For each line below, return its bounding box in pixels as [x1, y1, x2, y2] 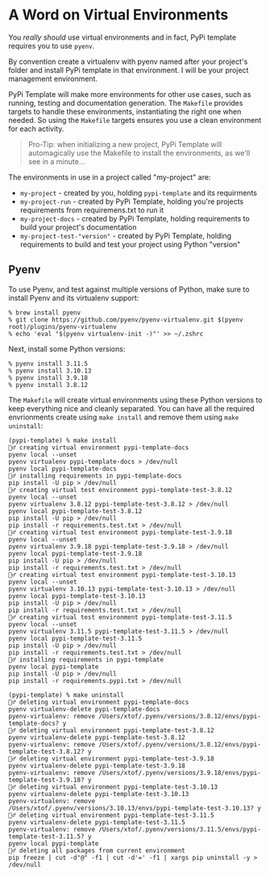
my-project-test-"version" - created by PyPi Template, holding [19, 230, 232, 240]
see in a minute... [27, 156, 85, 166]
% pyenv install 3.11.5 [8, 360, 89, 368]
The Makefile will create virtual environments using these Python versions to [8, 394, 263, 405]
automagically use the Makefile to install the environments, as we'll [27, 148, 251, 158]
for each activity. [8, 124, 64, 133]
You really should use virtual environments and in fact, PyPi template [8, 32, 236, 42]
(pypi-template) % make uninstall [8, 691, 125, 699]
